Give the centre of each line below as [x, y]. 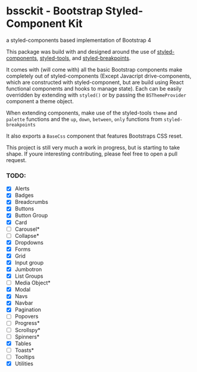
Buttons [24, 209]
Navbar [24, 303]
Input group [29, 262]
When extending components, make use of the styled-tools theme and [92, 113]
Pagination [28, 310]
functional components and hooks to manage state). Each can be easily [94, 88]
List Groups [29, 276]
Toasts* [24, 350]
